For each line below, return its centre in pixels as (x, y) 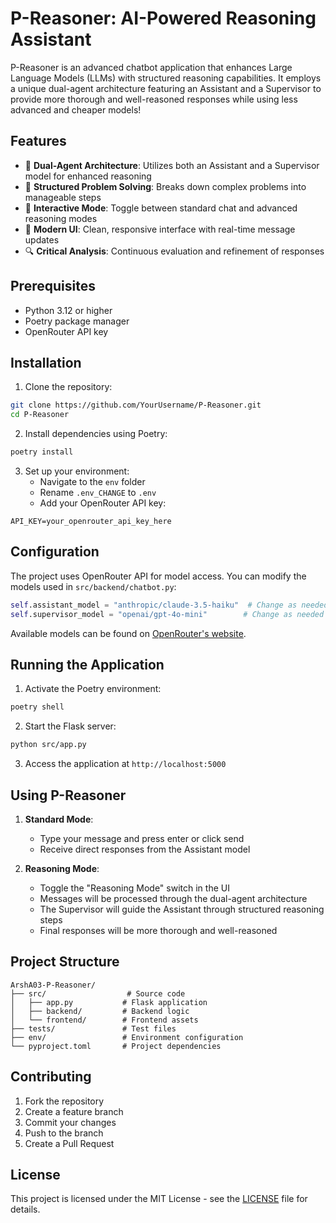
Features (38, 141)
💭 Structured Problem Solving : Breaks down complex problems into (165, 186)
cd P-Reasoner (40, 415)
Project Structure (65, 962)
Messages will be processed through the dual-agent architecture (173, 898)
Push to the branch (64, 1133)
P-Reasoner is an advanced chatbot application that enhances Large (151, 67)
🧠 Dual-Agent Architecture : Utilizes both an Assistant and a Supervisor (172, 165)
